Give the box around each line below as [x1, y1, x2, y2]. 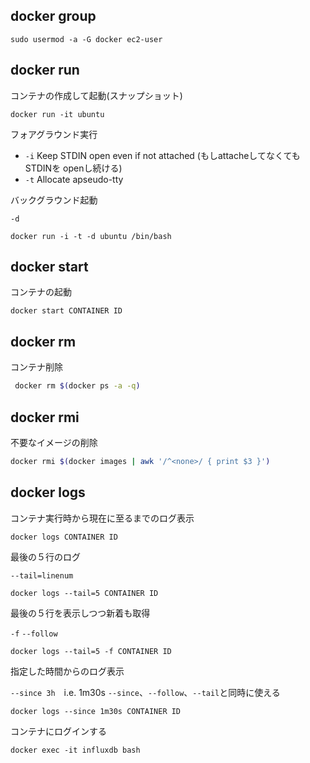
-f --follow [10, 629, 58, 639]
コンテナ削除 [10, 361, 63, 373]
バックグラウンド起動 [10, 194, 98, 206]
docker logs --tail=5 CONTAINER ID [10, 588, 159, 598]
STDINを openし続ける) [24, 162, 123, 174]
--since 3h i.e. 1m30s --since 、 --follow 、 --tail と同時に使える [10, 686, 281, 698]
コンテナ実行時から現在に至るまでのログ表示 [10, 512, 195, 524]
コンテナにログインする [10, 725, 107, 737]
